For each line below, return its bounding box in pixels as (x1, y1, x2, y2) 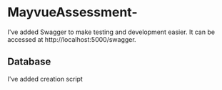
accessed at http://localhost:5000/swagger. (7, 35, 137, 43)
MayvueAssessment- (7, 4, 138, 21)
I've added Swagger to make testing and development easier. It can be (7, 28, 216, 36)
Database (7, 56, 51, 68)
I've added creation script (7, 74, 84, 83)
